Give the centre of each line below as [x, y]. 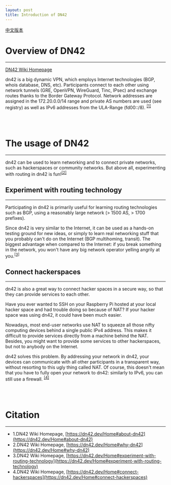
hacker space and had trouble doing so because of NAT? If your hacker [80, 310]
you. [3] [12, 256]
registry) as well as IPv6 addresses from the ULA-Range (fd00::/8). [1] [78, 107]
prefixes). [15, 218]
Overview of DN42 [45, 51]
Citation [22, 415]
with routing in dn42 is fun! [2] [36, 174]
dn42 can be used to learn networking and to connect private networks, [81, 162]
